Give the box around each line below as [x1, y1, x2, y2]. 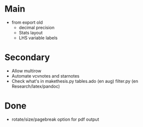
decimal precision [18, 24, 54, 30]
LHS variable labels [18, 35, 58, 41]
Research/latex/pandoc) [11, 83, 60, 89]
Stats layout [18, 30, 43, 35]
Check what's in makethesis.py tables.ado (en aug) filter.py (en [11, 78, 138, 84]
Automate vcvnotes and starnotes [11, 73, 80, 79]
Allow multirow [11, 68, 42, 74]
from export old [11, 19, 43, 25]
